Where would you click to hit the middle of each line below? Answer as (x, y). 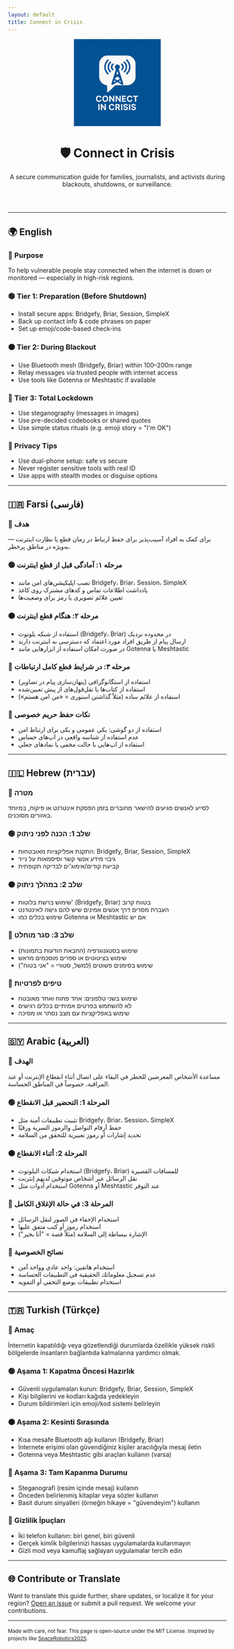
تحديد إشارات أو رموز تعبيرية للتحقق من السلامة (80, 1135)
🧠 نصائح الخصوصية (36, 1252)
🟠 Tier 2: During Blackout (52, 347)
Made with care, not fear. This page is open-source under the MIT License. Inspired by (111, 1631)
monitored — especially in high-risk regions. (71, 278)
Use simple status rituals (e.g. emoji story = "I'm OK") (94, 428)
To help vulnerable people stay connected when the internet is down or (110, 271)
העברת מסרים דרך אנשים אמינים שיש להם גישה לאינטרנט (93, 910)
